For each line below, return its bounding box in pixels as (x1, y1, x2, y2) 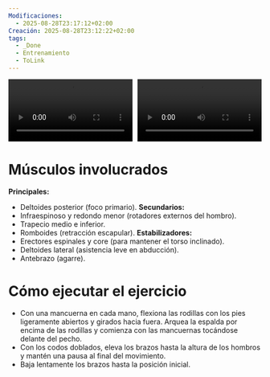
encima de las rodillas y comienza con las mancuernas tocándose (19, 326, 239, 335)
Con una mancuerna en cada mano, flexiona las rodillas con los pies (19, 309, 246, 318)
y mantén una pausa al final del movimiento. (19, 351, 166, 361)
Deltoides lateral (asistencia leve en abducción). (19, 245, 179, 255)
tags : (8, 34, 27, 43)
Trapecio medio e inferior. (19, 219, 106, 229)
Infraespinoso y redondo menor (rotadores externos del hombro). (19, 211, 237, 221)
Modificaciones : (8, 11, 63, 20)
